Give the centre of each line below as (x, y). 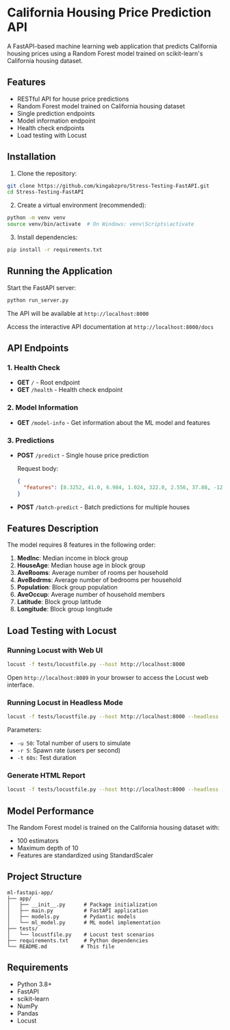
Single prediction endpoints (56, 113)
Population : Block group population (67, 587)
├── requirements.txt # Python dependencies (78, 940)
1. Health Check (34, 367)
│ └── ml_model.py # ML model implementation (84, 922)
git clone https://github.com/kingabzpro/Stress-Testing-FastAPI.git (108, 186)
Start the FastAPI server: (42, 287)
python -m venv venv (37, 218)
